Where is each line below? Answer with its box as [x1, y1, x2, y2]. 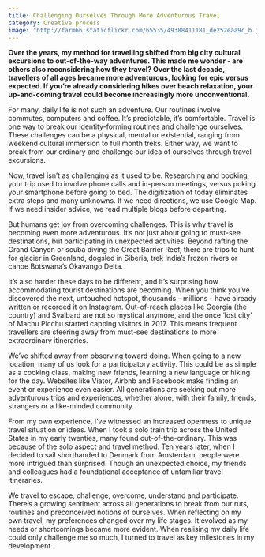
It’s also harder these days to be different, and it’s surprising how [8, 277, 218, 287]
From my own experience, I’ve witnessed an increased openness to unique [8, 416, 252, 427]
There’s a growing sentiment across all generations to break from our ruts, [8, 499, 249, 509]
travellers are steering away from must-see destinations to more [8, 327, 217, 337]
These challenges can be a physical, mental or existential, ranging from [8, 130, 241, 140]
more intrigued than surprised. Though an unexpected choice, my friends [8, 459, 247, 469]
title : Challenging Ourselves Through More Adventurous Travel [8, 11, 221, 20]
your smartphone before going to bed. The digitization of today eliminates [8, 187, 248, 198]
